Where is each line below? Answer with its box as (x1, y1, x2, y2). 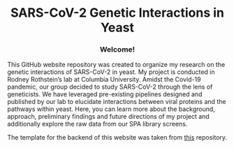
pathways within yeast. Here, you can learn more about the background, (7, 105, 215, 113)
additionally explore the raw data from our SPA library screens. (7, 120, 188, 128)
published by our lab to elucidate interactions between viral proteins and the (7, 98, 226, 106)
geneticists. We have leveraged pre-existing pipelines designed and (7, 90, 203, 98)
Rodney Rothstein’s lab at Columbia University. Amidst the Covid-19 (7, 75, 201, 84)
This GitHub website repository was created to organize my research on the (7, 61, 226, 69)
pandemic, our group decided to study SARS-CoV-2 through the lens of (7, 82, 213, 91)
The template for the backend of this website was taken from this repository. (7, 133, 228, 142)
